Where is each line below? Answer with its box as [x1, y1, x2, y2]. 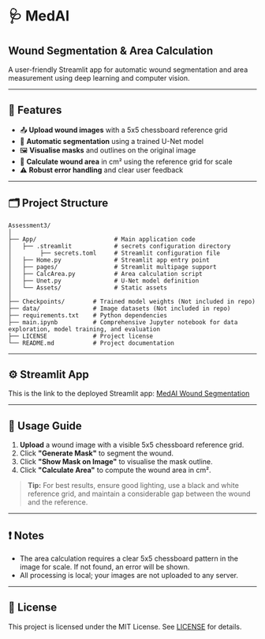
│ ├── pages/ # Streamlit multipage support [8, 263, 217, 270]
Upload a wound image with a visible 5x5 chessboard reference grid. [19, 440, 244, 450]
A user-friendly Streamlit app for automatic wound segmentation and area [8, 65, 248, 74]
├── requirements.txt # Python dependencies [8, 311, 168, 319]
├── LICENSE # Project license [8, 332, 154, 340]
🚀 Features [8, 104, 62, 117]
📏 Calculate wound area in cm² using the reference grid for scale [19, 157, 233, 166]
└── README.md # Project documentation [8, 338, 175, 347]
